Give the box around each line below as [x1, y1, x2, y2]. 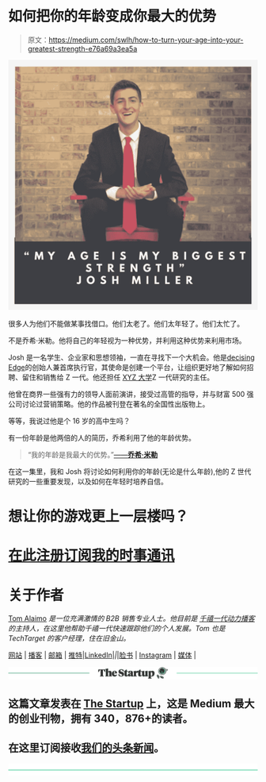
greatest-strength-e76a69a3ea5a [27, 44, 138, 53]
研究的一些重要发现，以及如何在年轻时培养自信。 [8, 476, 168, 486]
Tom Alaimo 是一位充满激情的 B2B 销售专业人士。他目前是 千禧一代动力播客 [8, 614, 256, 623]
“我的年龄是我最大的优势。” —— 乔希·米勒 [27, 449, 158, 459]
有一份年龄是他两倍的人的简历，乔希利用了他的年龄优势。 [8, 433, 196, 442]
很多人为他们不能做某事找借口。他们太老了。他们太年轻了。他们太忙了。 [8, 318, 244, 328]
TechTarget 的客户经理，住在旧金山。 [8, 634, 131, 643]
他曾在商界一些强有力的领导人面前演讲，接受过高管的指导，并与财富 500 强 [8, 389, 254, 399]
